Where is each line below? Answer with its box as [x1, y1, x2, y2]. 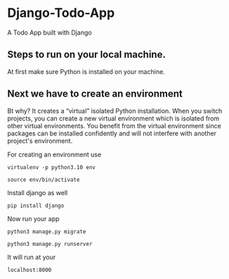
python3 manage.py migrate [7, 228, 86, 235]
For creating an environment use [7, 150, 102, 159]
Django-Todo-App [7, 5, 115, 21]
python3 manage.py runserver [7, 240, 93, 247]
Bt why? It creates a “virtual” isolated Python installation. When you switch [7, 106, 223, 115]
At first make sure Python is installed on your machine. [7, 67, 165, 75]
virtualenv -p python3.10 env [7, 163, 96, 170]
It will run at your [7, 252, 56, 261]
